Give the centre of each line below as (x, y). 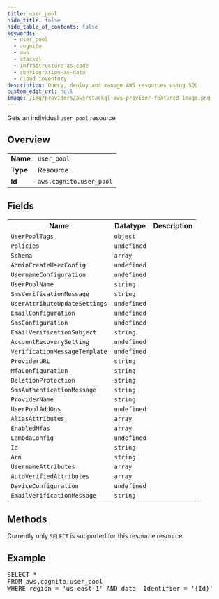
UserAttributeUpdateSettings (59, 303)
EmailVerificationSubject (54, 332)
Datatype (130, 225)
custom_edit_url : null (40, 91)
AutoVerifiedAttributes (50, 476)
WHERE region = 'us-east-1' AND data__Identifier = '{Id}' (111, 589)
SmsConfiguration (39, 323)
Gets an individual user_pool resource (62, 118)
